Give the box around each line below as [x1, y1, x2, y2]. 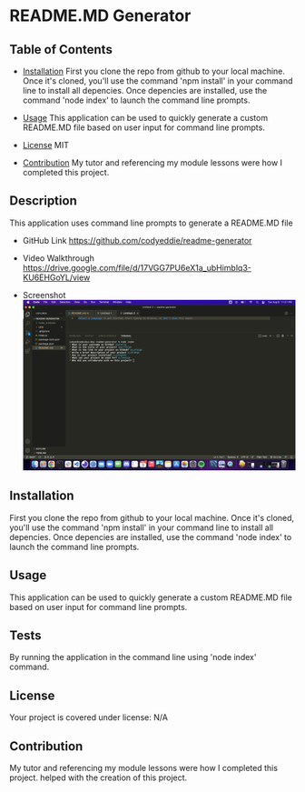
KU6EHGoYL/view [22, 272, 91, 283]
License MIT [22, 140, 70, 150]
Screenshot [22, 289, 66, 300]
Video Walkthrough [22, 252, 95, 264]
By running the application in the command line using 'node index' [9, 652, 257, 663]
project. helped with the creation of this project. [9, 772, 188, 783]
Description [9, 193, 77, 209]
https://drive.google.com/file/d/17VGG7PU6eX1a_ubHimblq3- [22, 262, 251, 273]
